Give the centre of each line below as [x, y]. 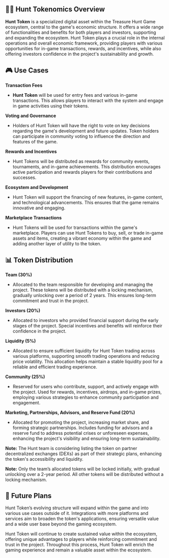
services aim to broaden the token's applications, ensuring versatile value [82, 519]
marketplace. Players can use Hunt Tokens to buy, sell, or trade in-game [88, 233]
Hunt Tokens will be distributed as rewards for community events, [81, 161]
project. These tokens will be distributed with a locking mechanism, [83, 290]
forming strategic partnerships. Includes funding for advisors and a [82, 428]
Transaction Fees [24, 85]
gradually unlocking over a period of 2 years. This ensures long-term [84, 295]
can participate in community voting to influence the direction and [81, 136]
